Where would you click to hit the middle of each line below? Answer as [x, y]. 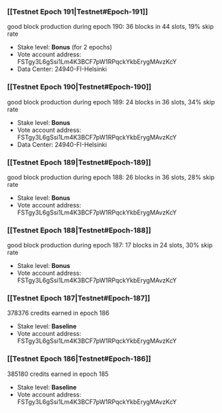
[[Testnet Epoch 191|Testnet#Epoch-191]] [78, 12]
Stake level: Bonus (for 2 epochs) [65, 47]
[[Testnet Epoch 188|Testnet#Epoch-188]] [79, 230]
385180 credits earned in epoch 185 [58, 374]
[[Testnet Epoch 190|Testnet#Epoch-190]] [79, 87]
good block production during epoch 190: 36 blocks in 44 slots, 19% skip [111, 27]
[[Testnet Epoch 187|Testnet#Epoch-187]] [79, 298]
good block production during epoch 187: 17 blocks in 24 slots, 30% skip [110, 245]
